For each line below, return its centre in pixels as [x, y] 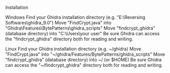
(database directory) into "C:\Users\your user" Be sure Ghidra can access [82, 33]
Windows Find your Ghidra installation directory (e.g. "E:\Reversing [75, 17]
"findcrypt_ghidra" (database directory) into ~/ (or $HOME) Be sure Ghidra [83, 60]
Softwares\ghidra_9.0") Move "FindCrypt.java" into [59, 23]
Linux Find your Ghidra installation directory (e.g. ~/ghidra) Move [73, 49]
